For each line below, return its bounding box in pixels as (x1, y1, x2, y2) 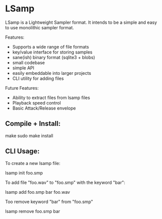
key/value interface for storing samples (12, 49, 93, 55)
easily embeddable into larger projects (12, 70, 91, 76)
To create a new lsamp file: (5, 160, 61, 166)
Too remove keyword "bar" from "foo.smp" (5, 199, 93, 205)
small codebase (12, 59, 45, 65)
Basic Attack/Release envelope (12, 105, 76, 111)
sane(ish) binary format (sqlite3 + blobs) (12, 54, 95, 60)
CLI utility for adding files (12, 75, 64, 81)
